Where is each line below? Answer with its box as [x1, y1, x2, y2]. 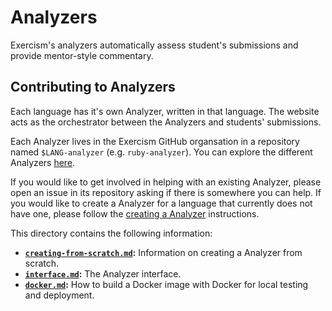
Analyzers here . [10, 156, 76, 168]
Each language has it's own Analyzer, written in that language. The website [10, 105, 320, 117]
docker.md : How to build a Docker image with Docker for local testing [24, 278, 309, 290]
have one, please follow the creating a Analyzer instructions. [10, 207, 260, 220]
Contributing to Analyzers [10, 79, 176, 96]
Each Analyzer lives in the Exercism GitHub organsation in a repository [10, 135, 300, 147]
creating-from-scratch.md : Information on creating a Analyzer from [24, 246, 303, 258]
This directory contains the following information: [10, 227, 213, 239]
